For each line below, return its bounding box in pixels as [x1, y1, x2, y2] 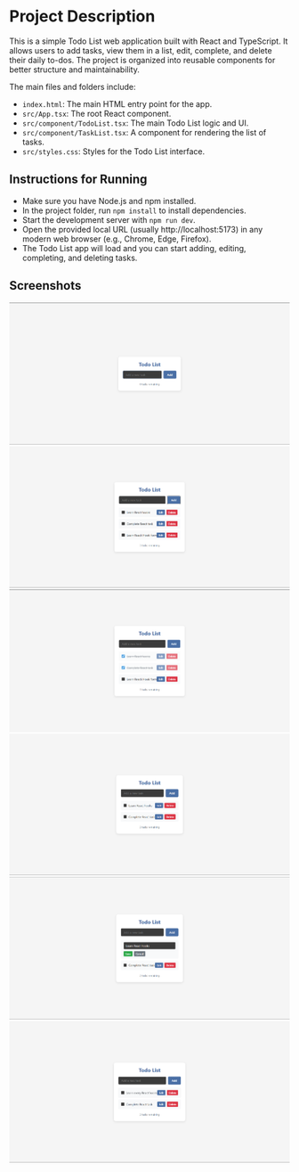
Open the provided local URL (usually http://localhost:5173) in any [21, 224, 263, 234]
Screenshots [9, 278, 82, 293]
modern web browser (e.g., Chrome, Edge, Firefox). [21, 234, 212, 244]
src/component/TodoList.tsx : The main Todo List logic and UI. [21, 118, 249, 128]
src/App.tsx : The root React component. [21, 108, 172, 119]
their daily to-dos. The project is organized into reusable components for [9, 54, 276, 65]
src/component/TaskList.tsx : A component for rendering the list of [21, 127, 267, 137]
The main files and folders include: [9, 81, 136, 92]
